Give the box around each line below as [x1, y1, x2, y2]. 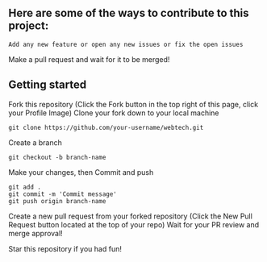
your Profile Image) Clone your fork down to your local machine [8, 108, 219, 118]
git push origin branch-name [8, 197, 106, 205]
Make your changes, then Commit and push [8, 167, 154, 177]
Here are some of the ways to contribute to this [8, 6, 249, 20]
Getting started [8, 78, 87, 92]
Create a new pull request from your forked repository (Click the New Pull [8, 211, 252, 221]
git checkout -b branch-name [8, 153, 106, 161]
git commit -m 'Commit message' [8, 189, 117, 198]
